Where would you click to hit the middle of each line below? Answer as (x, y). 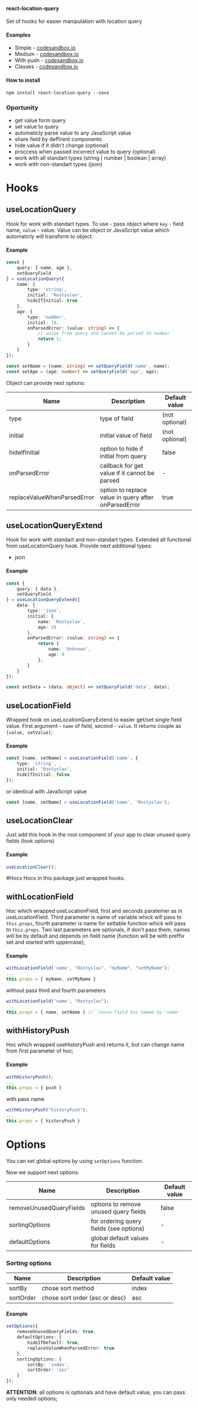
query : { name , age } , (44, 268)
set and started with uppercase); (46, 942)
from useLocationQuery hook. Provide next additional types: (79, 546)
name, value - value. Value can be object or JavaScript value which (88, 230)
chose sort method (68, 1288)
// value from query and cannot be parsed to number (103, 334)
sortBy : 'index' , (48, 1364)
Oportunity (22, 107)
